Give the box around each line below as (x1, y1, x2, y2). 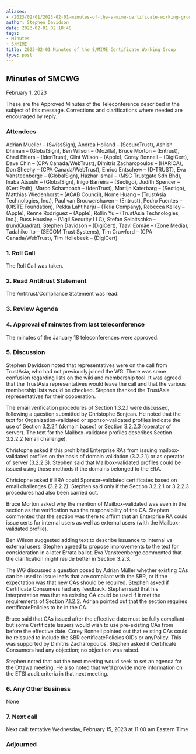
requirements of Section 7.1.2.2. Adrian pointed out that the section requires (6, 598, 188, 605)
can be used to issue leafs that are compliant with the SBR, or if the (6, 573, 168, 580)
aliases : (6, 8, 27, 15)
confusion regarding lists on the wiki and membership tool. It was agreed (6, 374, 181, 381)
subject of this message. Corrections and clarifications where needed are (6, 107, 183, 114)
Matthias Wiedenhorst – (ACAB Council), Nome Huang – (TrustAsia (6, 191, 166, 198)
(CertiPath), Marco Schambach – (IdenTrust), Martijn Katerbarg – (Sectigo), (6, 184, 186, 191)
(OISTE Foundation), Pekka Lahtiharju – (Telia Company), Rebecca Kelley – (6, 203, 185, 210)
